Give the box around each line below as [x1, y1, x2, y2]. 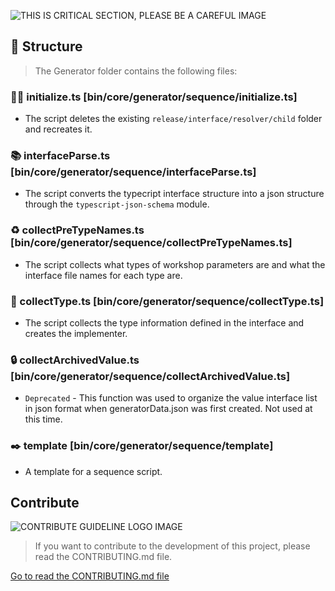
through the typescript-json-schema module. [24, 198, 210, 210]
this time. [24, 413, 63, 425]
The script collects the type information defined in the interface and [24, 317, 305, 329]
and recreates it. [24, 123, 93, 135]
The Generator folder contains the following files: [34, 65, 238, 77]
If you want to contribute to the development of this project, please [34, 540, 311, 552]
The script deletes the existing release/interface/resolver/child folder [24, 113, 323, 125]
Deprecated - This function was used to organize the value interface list [24, 392, 318, 404]
